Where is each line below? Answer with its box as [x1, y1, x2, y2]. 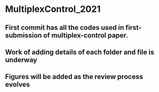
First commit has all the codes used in [5, 23, 124, 32]
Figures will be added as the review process [5, 73, 143, 81]
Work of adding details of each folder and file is [5, 48, 155, 56]
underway [5, 56, 37, 64]
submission [5, 31, 42, 39]
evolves [5, 81, 30, 89]
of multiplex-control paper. [43, 31, 128, 39]
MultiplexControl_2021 [5, 3, 101, 15]
